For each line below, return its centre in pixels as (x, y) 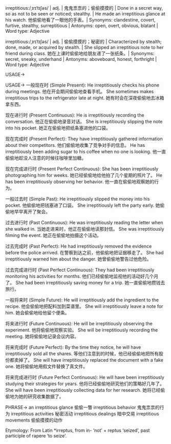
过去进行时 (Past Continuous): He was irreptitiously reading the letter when (84, 223)
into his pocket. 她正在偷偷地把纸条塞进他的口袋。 (58, 128)
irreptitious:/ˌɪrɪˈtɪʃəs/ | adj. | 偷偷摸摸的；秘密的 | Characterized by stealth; (83, 41)
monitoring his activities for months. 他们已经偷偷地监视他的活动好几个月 (82, 276)
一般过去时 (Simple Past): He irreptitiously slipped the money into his (78, 199)
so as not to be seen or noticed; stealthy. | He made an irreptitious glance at (85, 14)
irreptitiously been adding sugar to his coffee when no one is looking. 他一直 (86, 151)
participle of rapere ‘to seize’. (36, 436)
